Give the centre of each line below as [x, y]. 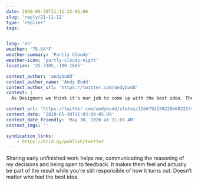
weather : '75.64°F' [30, 49]
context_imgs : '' [27, 125]
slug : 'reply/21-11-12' [35, 17]
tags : [13, 28]
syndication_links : [30, 136]
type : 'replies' [26, 22]
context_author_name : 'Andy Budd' [49, 82]
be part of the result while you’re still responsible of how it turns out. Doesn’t [99, 171]
